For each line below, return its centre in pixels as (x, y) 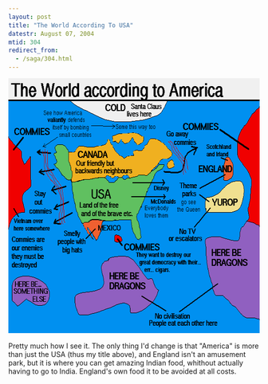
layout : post (30, 17)
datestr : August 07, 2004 (51, 33)
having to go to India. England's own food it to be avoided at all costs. (122, 371)
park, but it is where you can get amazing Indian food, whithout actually (126, 363)
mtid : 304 (25, 42)
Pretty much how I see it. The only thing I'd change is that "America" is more (134, 346)
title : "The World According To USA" (71, 25)
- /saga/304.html (44, 59)
